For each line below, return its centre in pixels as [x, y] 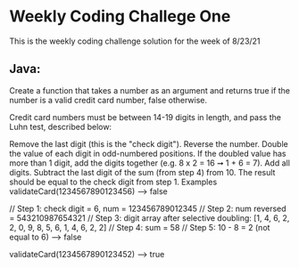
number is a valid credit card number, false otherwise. [108, 100]
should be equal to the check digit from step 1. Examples [113, 182]
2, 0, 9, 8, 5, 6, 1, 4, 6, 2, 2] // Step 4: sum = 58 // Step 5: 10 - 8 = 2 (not [140, 227]
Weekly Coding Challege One [120, 16]
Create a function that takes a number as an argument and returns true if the [150, 90]
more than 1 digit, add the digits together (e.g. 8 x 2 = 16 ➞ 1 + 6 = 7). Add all [149, 163]
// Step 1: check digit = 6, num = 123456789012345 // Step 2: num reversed [148, 208]
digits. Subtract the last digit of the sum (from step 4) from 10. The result [142, 172]
